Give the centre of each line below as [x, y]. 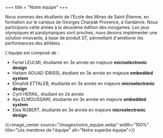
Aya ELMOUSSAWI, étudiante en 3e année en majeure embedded [79, 99]
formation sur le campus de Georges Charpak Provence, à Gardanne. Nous [81, 22]
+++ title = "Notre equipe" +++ [37, 7]
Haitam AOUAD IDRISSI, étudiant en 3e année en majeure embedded [82, 73]
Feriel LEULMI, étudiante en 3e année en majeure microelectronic [80, 62]
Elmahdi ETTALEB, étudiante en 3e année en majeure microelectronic [83, 83]
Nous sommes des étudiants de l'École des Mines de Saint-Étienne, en [77, 17]
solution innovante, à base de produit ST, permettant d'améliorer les [74, 38]
